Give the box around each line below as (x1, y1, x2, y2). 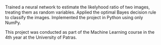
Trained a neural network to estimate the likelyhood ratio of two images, (5, 4, 150, 10)
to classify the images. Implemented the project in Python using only (5, 15, 143, 20)
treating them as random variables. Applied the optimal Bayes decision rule (5, 9, 157, 15)
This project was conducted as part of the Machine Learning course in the (5, 29, 155, 35)
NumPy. (5, 20, 21, 25)
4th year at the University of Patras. (5, 34, 77, 40)
